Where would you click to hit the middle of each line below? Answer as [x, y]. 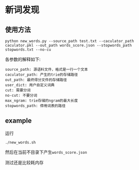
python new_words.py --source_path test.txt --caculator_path [69, 41]
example [19, 121]
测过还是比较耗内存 [24, 162]
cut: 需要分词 [18, 90]
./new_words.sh [20, 142]
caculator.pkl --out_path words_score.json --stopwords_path [69, 45]
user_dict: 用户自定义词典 [30, 85]
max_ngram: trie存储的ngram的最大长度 [41, 101]
